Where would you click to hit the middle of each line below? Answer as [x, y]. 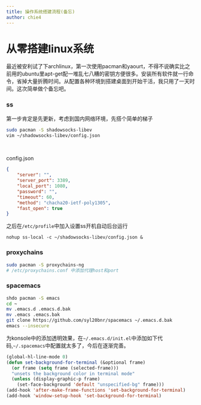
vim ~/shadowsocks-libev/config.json [53, 135]
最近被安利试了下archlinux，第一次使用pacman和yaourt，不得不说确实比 [96, 66]
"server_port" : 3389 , [44, 181]
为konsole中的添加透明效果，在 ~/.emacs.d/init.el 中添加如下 [82, 338]
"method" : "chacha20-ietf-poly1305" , [64, 203]
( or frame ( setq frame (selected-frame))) [65, 368]
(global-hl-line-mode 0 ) [37, 357]
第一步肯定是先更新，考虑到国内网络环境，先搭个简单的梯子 [80, 118]
